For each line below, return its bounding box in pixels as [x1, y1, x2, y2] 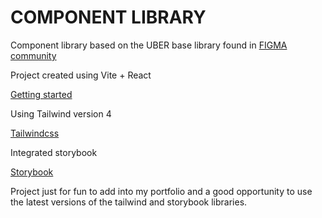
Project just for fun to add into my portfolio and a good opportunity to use [10, 185, 313, 197]
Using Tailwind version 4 [10, 107, 112, 120]
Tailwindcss [10, 127, 60, 139]
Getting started [10, 88, 73, 100]
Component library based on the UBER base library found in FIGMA [10, 39, 288, 51]
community [10, 49, 57, 61]
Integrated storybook [10, 146, 98, 158]
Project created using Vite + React [10, 69, 152, 81]
